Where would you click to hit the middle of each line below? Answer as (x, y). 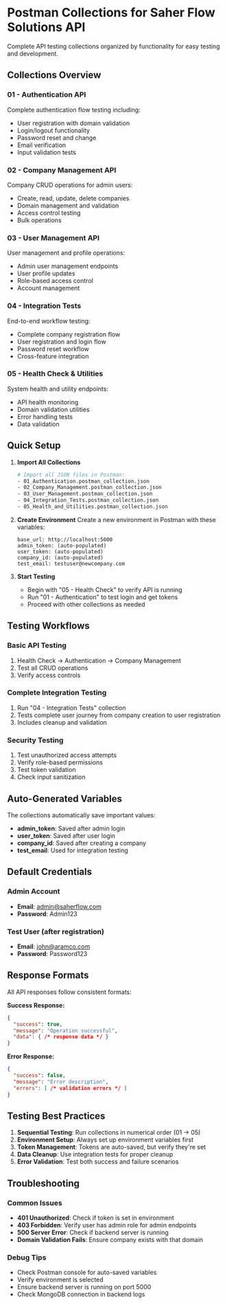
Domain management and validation (68, 205)
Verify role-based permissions (60, 762)
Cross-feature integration (53, 356)
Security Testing (35, 740)
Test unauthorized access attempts (67, 755)
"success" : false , (40, 1076)
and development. (33, 54)
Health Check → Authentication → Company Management (99, 660)
